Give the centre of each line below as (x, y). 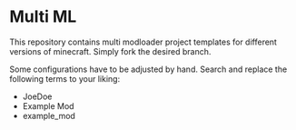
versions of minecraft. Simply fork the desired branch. (110, 51)
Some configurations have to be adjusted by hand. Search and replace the (148, 69)
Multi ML (43, 17)
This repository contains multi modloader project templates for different (143, 42)
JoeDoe (37, 96)
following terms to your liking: (65, 78)
